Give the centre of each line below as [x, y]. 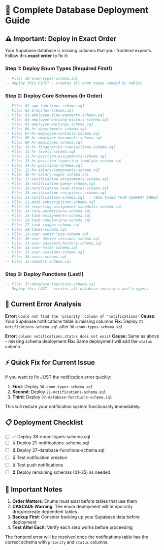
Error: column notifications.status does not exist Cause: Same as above [82, 336]
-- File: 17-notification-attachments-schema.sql [57, 179]
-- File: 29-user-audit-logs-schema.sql [47, 234]
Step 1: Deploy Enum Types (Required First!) [59, 68]
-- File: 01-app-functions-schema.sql [45, 106]
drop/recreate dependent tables [45, 512]
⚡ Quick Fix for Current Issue [50, 363]
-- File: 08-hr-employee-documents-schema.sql [54, 138]
